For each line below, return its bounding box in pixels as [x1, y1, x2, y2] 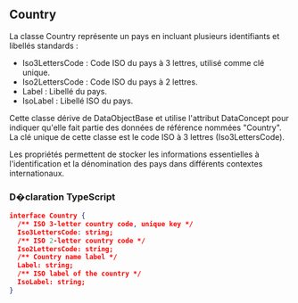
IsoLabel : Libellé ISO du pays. [21, 95, 134, 106]
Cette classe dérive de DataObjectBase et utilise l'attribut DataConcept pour [9, 112, 290, 123]
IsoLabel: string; [17, 278, 87, 287]
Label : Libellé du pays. [21, 86, 107, 96]
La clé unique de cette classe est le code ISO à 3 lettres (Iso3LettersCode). [9, 131, 286, 142]
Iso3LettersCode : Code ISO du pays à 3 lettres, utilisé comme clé [21, 57, 265, 68]
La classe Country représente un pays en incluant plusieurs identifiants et [9, 30, 280, 41]
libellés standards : [9, 40, 79, 51]
